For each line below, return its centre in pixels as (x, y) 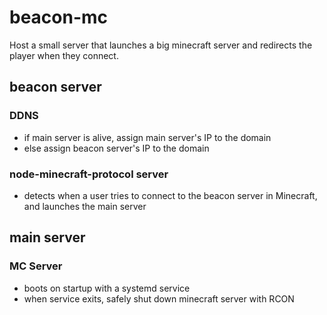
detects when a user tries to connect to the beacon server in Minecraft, (170, 195)
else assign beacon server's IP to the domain (116, 148)
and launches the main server (85, 206)
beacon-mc (59, 17)
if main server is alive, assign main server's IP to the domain (147, 137)
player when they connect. (64, 55)
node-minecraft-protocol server (89, 174)
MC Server (36, 266)
